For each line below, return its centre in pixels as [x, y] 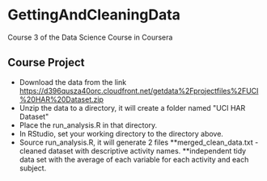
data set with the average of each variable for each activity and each [134, 159]
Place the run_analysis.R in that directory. [88, 125]
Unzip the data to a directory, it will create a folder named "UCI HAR [132, 107]
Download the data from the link [73, 82]
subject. [33, 168]
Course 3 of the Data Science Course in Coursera [90, 37]
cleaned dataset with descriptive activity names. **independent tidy [133, 150]
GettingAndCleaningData [94, 15]
